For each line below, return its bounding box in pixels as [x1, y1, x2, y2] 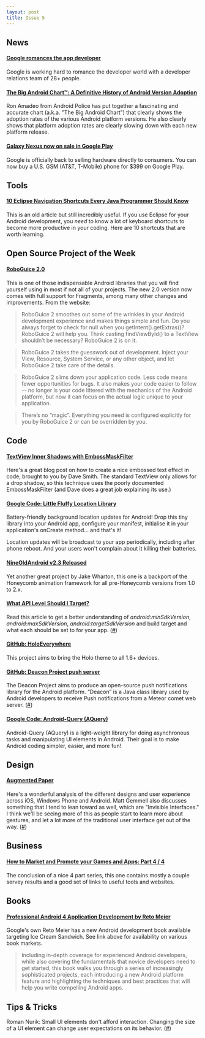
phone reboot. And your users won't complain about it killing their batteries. [6, 545, 197, 552]
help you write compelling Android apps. [21, 984, 124, 991]
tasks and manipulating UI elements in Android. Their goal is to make [6, 735, 179, 742]
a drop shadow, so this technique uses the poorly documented [6, 479, 164, 487]
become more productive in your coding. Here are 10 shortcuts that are [6, 224, 185, 232]
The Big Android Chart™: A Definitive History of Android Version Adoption [6, 88, 198, 96]
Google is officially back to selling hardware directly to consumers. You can [6, 156, 196, 163]
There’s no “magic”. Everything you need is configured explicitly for [21, 411, 192, 419]
